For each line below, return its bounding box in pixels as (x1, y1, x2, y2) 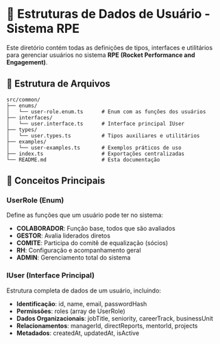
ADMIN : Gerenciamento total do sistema (16, 253, 131, 262)
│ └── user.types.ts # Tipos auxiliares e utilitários (6, 132, 200, 139)
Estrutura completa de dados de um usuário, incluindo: (6, 286, 162, 295)
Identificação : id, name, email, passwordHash (16, 299, 147, 308)
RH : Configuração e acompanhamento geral (16, 246, 141, 255)
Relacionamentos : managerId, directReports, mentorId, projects (16, 321, 198, 330)
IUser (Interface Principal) (6, 271, 95, 280)
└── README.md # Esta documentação (6, 156, 160, 163)
